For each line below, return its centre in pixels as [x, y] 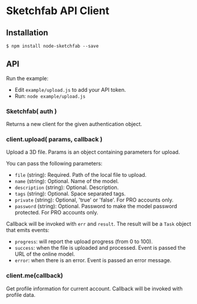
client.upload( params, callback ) [54, 140]
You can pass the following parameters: [54, 164]
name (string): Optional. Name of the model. [67, 181]
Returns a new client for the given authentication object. [74, 124]
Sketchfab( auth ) [32, 111]
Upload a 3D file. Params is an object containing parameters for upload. [93, 152]
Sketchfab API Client [58, 11]
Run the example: [27, 78]
